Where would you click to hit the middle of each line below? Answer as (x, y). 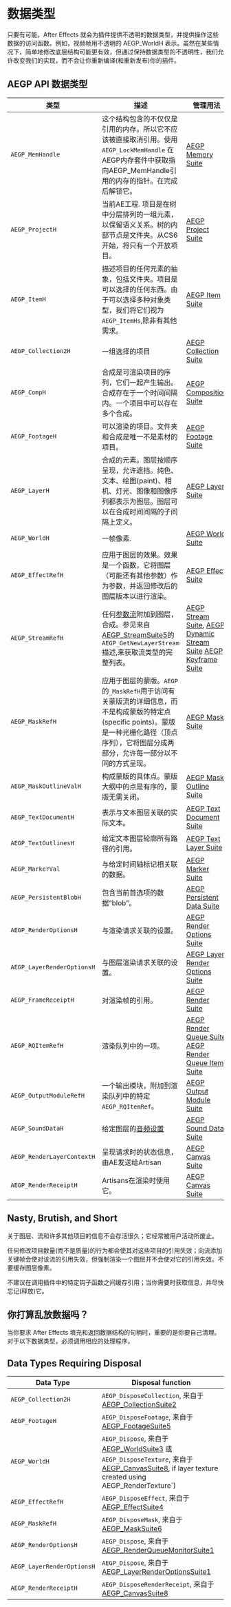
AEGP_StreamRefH (37, 638)
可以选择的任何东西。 (136, 289)
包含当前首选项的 (130, 892)
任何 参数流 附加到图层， (140, 614)
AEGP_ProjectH (34, 229)
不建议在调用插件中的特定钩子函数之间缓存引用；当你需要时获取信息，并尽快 (115, 1282)
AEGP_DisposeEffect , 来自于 (146, 1498)
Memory (200, 154)
